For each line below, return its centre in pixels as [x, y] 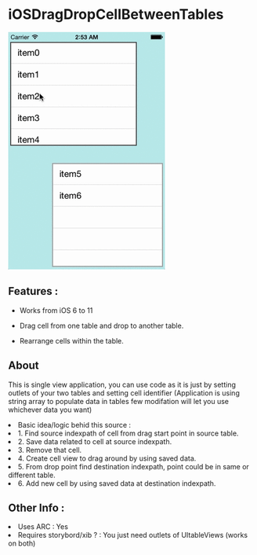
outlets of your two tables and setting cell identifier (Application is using [124, 393]
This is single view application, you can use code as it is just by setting [122, 384]
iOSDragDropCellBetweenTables [116, 15]
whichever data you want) [50, 410]
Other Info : [36, 507]
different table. [32, 475]
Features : [33, 291]
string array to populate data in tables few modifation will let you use [119, 401]
